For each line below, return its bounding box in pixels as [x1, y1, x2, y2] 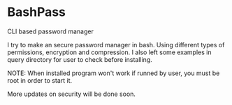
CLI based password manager [7, 27, 94, 35]
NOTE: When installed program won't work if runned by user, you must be [7, 69, 220, 77]
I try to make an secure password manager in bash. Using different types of [7, 40, 225, 49]
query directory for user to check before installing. [7, 55, 152, 63]
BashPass [7, 4, 66, 20]
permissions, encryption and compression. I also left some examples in [7, 48, 212, 56]
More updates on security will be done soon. [7, 90, 136, 98]
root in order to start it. [7, 76, 73, 84]
